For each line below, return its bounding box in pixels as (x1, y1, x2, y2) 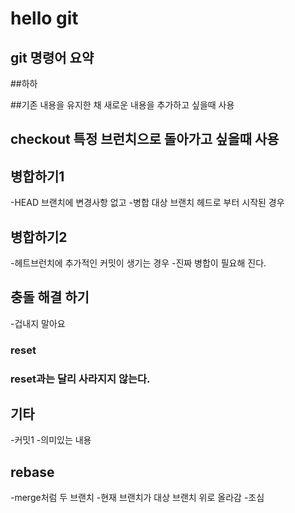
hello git (10, 7, 79, 30)
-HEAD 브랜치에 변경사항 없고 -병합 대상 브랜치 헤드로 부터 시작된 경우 (10, 197, 285, 209)
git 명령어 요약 (10, 49, 95, 66)
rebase (10, 463, 55, 481)
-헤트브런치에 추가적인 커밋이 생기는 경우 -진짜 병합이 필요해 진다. (10, 257, 267, 269)
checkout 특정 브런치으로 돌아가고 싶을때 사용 (10, 131, 280, 148)
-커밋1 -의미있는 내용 (10, 434, 92, 446)
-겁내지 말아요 (10, 317, 66, 329)
